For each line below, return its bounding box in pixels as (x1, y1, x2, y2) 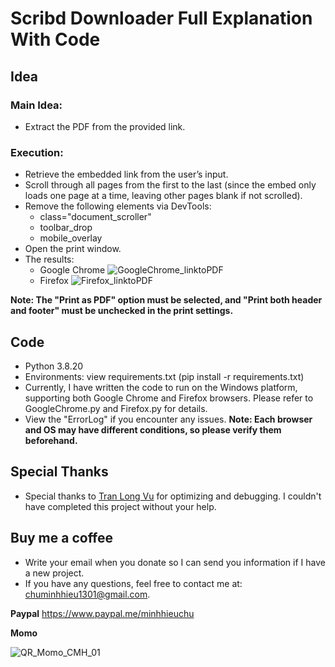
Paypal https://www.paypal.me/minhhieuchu (10, 607, 195, 619)
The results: (24, 253, 75, 266)
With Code (10, 28, 101, 51)
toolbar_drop (39, 222, 93, 234)
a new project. (24, 567, 85, 579)
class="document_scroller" (39, 211, 152, 223)
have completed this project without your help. (24, 500, 217, 512)
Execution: (10, 145, 64, 159)
